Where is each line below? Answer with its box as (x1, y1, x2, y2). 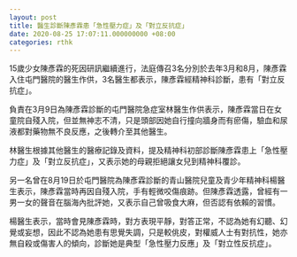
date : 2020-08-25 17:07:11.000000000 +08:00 (9, 29, 176, 38)
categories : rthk (9, 37, 73, 47)
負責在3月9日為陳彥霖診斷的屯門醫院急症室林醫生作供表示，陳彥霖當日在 (9, 104, 275, 115)
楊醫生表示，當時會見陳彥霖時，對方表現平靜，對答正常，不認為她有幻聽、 (9, 216, 280, 227)
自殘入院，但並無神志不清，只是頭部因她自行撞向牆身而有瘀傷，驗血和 (24, 115, 280, 126)
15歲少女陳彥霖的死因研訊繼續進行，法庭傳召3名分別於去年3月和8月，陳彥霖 (9, 63, 287, 74)
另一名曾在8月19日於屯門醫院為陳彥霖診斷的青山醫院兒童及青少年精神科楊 (9, 175, 278, 186)
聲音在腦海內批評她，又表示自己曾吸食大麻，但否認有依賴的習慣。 (39, 197, 280, 208)
